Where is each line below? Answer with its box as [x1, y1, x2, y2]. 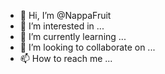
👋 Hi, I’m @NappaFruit [19, 10, 112, 21]
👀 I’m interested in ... [19, 20, 105, 32]
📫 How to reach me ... [19, 53, 113, 64]
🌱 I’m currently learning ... [19, 31, 127, 42]
